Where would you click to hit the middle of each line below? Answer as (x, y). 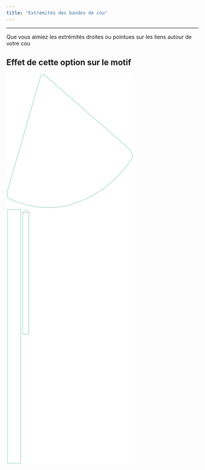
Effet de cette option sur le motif (69, 63)
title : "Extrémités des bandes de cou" (57, 13)
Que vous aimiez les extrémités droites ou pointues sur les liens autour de (99, 37)
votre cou (18, 43)
